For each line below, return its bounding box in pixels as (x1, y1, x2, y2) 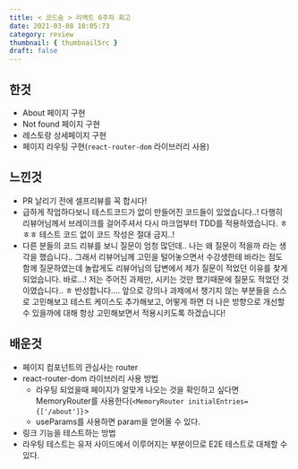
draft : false (9, 47, 58, 56)
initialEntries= (187, 396, 249, 406)
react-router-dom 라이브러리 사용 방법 (21, 373, 159, 384)
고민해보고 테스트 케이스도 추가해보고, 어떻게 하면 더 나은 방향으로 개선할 (31, 296, 285, 307)
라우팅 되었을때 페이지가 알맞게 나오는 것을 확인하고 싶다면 (35, 384, 240, 395)
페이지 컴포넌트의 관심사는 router (21, 361, 139, 372)
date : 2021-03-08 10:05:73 (9, 22, 110, 30)
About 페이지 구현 (21, 107, 86, 117)
